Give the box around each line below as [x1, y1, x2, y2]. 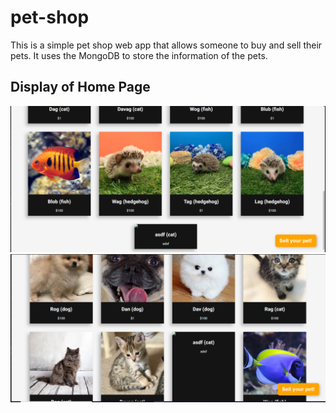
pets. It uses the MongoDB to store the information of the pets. [10, 49, 268, 61]
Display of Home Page [10, 79, 151, 96]
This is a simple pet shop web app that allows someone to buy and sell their [10, 39, 323, 51]
